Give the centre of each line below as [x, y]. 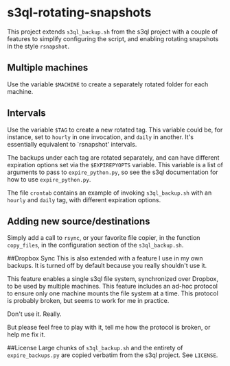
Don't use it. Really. [34, 314]
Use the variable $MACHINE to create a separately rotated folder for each [108, 84]
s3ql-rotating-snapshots [79, 13]
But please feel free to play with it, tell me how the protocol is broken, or [109, 328]
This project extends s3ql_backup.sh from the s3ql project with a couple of [113, 32]
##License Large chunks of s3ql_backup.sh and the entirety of [95, 348]
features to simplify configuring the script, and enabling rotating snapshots [113, 38]
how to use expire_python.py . [49, 179]
